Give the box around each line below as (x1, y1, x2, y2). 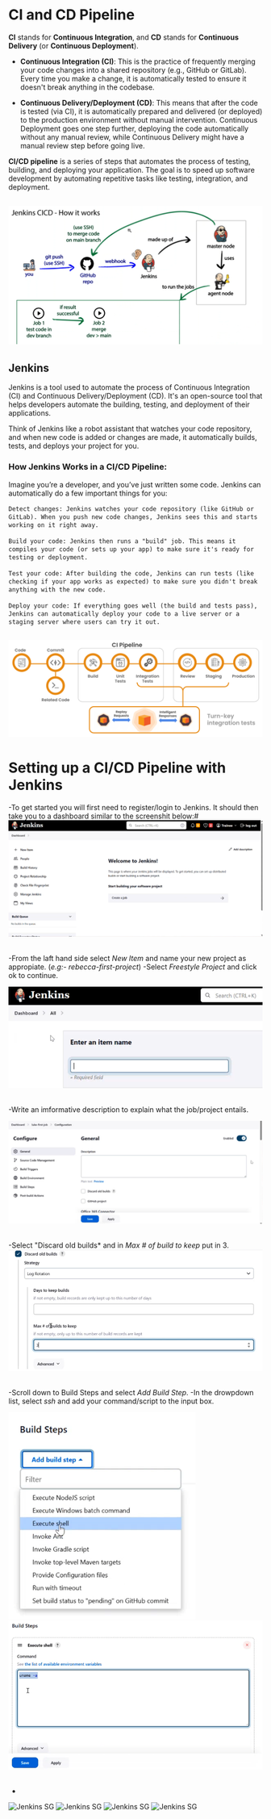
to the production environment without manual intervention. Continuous (19, 115, 258, 124)
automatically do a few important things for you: (8, 488, 168, 498)
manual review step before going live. (19, 140, 145, 150)
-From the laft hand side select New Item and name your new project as (8, 953, 247, 963)
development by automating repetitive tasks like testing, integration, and (8, 174, 248, 183)
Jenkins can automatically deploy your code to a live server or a (8, 609, 240, 618)
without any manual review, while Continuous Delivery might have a (19, 132, 244, 142)
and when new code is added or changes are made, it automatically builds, (8, 433, 257, 442)
